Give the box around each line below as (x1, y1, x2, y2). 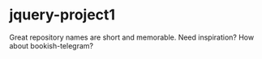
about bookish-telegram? (9, 40, 94, 50)
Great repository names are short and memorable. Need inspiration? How (9, 32, 255, 42)
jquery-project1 (9, 6, 116, 24)
